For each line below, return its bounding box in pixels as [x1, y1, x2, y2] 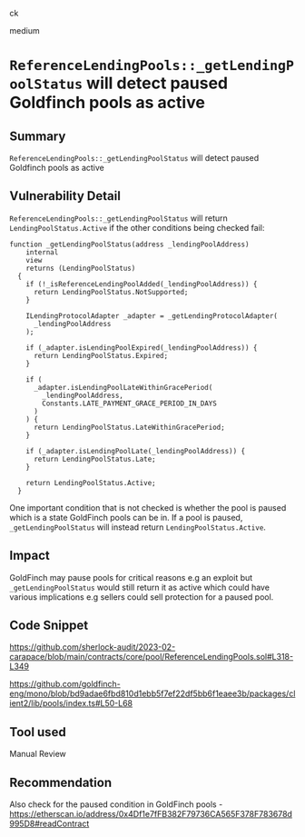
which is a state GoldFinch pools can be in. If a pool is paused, [9, 512, 243, 523]
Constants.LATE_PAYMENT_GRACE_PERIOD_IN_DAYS [42, 399, 218, 408]
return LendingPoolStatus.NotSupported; [33, 287, 189, 296]
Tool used [9, 724, 66, 740]
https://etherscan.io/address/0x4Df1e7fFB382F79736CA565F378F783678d [9, 809, 293, 820]
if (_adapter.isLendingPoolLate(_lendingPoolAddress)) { [25, 446, 246, 455]
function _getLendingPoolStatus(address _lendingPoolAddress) [9, 240, 250, 249]
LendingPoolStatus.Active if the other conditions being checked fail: [9, 222, 265, 233]
